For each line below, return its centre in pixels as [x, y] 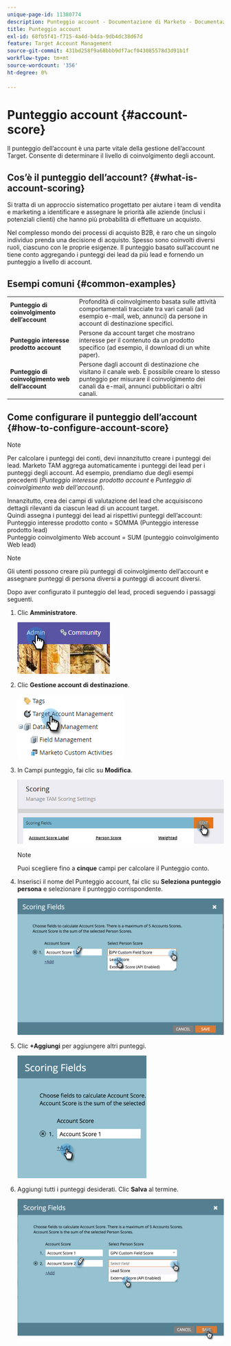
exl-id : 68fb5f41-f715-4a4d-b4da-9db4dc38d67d [75, 36]
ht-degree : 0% [27, 72]
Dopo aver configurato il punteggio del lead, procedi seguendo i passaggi [111, 591]
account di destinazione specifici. [126, 323]
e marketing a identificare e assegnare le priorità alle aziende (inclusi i [106, 212]
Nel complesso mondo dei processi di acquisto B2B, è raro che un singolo [112, 233]
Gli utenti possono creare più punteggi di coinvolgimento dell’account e [108, 571]
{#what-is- [174, 177]
